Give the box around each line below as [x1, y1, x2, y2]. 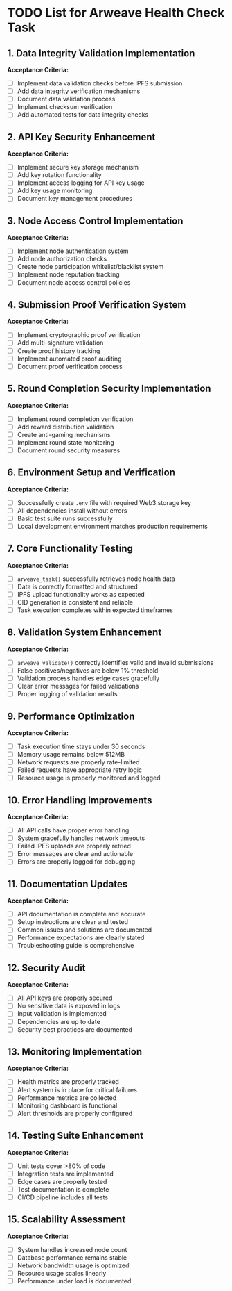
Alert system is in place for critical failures [17, 1085, 137, 1094]
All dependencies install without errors [17, 506, 127, 515]
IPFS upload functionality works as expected [17, 590, 145, 598]
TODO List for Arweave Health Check [7, 5, 225, 21]
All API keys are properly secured [17, 994, 113, 1002]
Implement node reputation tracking [17, 270, 120, 279]
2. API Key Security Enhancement [7, 131, 156, 143]
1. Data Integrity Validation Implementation [7, 47, 195, 59]
